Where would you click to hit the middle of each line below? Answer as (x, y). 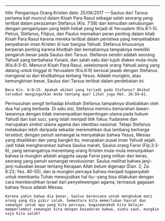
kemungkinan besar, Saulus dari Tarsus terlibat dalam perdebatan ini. (75, 81)
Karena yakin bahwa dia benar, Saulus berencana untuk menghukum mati (79, 196)
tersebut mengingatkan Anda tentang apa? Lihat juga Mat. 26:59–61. (77, 94)
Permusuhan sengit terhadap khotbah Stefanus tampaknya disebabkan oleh (82, 103)
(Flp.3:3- (151, 145)
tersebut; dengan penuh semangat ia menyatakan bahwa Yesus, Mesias (78, 135)
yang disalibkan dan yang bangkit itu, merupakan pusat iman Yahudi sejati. (81, 140)
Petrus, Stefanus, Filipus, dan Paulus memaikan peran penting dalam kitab (80, 34)
